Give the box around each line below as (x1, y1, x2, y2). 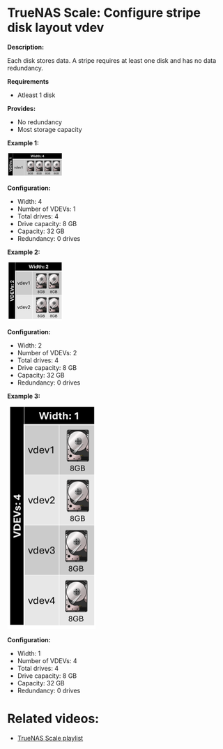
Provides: (7, 104, 36, 112)
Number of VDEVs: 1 (17, 205, 76, 213)
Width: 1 (17, 649, 41, 658)
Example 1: (7, 138, 40, 147)
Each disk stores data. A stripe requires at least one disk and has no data (7, 56, 217, 64)
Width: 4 (17, 197, 43, 205)
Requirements (7, 77, 49, 85)
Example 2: (7, 248, 40, 256)
